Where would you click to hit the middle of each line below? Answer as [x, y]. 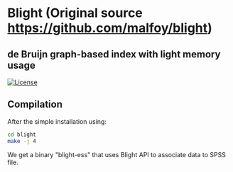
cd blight [22, 134]
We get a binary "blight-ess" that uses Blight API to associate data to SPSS [116, 154]
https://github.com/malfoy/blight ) [110, 28]
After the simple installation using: [57, 121]
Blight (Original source [75, 13]
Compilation [35, 104]
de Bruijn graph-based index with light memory [114, 54]
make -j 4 [22, 141]
